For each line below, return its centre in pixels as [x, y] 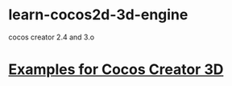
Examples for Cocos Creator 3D [116, 70]
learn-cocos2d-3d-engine [98, 15]
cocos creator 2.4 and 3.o [52, 37]
